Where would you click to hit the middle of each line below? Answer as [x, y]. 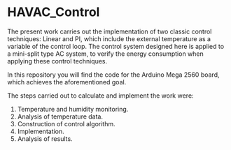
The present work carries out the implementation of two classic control [110, 31]
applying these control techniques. [57, 61]
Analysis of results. [45, 138]
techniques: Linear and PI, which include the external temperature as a [109, 38]
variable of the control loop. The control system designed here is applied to [116, 46]
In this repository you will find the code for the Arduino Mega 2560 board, [113, 75]
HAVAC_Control [54, 12]
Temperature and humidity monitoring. [73, 109]
